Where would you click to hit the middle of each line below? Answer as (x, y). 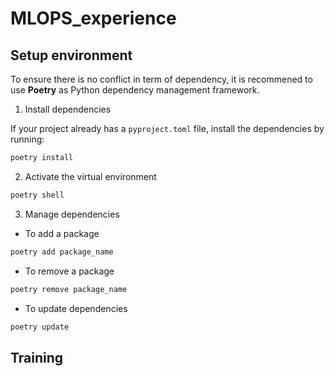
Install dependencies (68, 109)
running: (27, 139)
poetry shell (37, 195)
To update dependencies (76, 308)
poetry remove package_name (69, 289)
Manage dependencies (72, 214)
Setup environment (71, 55)
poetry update (40, 327)
